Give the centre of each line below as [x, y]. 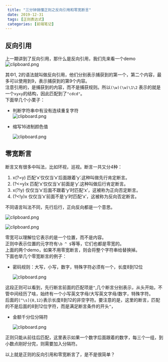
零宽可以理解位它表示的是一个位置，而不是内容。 [56, 237]
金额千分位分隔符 [30, 317]
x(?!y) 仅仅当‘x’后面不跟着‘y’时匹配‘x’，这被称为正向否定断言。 [76, 190]
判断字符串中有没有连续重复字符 [45, 111]
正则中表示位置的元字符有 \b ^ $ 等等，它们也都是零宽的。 [65, 243]
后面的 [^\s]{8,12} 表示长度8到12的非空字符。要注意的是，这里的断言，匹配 [83, 300]
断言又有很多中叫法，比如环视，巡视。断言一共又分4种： [64, 167]
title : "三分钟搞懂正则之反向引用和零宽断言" [49, 10]
